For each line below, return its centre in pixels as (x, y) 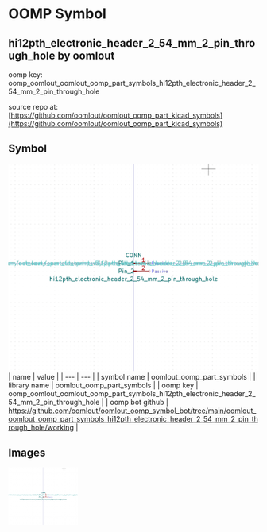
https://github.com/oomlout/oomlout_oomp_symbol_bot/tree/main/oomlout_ (132, 411)
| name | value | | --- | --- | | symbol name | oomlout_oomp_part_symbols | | (132, 377)
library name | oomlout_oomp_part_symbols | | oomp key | (103, 385)
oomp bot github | (139, 403)
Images (27, 452)
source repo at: (33, 107)
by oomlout (86, 55)
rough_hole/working (41, 428)
